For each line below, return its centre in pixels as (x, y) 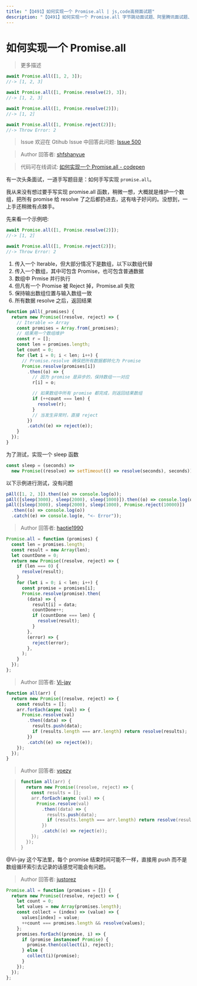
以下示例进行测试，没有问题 (40, 483)
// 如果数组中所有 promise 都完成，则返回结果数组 (87, 393)
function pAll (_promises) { (40, 311)
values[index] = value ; (51, 918)
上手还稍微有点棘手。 (32, 207)
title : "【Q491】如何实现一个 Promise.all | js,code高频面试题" (81, 11)
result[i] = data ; (55, 605)
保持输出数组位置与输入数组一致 (53, 293)
